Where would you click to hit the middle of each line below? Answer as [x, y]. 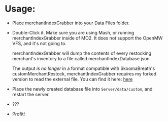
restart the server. [31, 94]
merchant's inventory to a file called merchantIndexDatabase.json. [81, 58]
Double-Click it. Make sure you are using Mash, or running [73, 32]
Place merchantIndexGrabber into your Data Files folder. [71, 23]
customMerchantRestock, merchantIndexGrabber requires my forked [84, 73]
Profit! [19, 114]
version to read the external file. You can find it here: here [72, 79]
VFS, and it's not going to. [39, 43]
